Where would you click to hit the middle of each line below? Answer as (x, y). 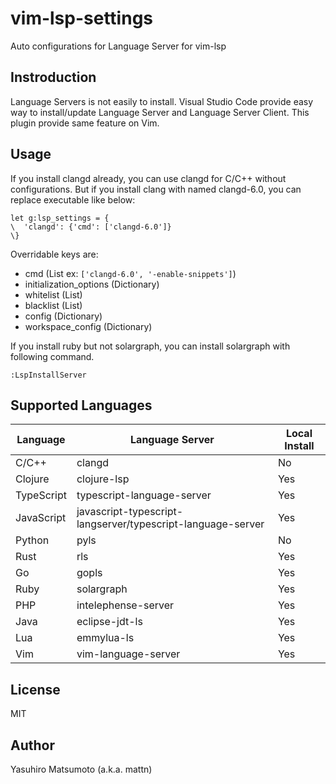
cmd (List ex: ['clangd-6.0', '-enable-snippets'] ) (130, 273)
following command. (52, 356)
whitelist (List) (53, 294)
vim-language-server (128, 654)
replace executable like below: (73, 199)
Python (32, 540)
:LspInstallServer (48, 375)
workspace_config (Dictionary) (88, 326)
